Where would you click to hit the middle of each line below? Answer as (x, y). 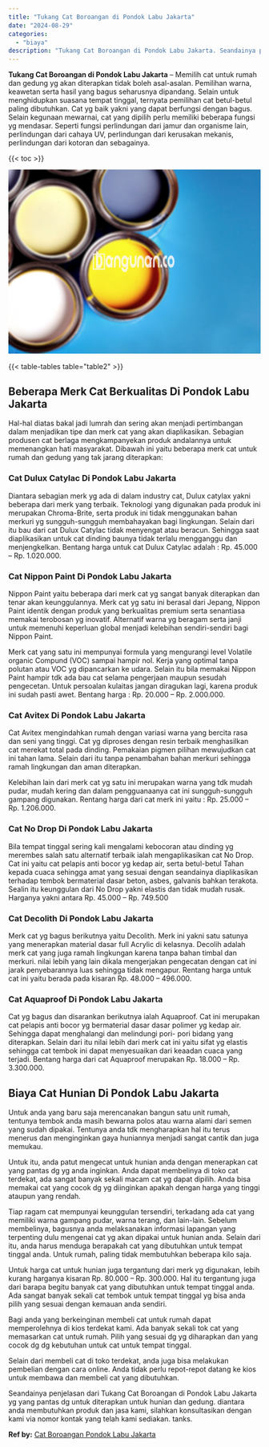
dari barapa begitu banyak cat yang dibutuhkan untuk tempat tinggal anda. (131, 1287)
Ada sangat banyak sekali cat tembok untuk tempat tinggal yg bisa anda (127, 1295)
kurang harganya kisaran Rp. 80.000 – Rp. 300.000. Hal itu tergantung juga (132, 1278)
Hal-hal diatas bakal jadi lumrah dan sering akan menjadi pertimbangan (126, 423)
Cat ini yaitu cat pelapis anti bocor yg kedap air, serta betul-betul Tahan (126, 864)
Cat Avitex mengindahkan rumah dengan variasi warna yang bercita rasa (128, 733)
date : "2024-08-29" (41, 25)
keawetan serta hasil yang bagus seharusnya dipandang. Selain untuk (124, 91)
